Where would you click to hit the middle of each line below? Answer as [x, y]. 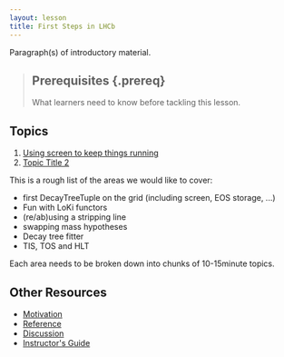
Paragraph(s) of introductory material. [80, 52]
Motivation [43, 313]
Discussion [43, 333]
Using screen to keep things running [90, 153]
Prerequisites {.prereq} [98, 80]
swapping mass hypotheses [75, 227]
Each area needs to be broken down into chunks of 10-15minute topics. [142, 263]
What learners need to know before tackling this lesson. [136, 103]
